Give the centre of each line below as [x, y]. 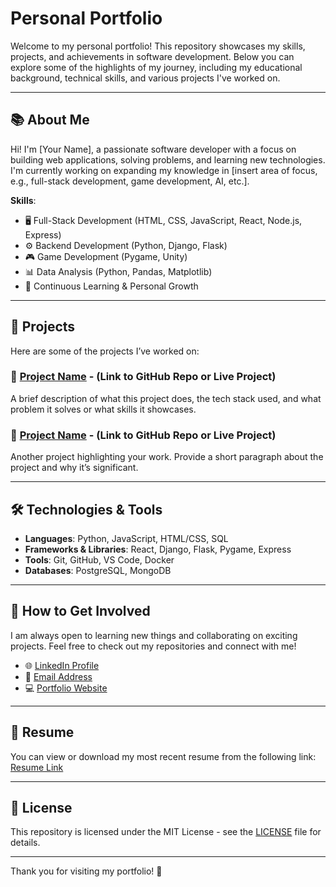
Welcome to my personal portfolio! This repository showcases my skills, [158, 46]
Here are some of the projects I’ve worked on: [105, 351]
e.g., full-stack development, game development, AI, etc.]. [130, 181]
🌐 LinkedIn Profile [62, 665]
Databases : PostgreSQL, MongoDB [98, 570]
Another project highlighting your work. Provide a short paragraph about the [167, 457]
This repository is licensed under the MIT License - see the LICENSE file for [166, 832]
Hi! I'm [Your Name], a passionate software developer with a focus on [153, 149]
